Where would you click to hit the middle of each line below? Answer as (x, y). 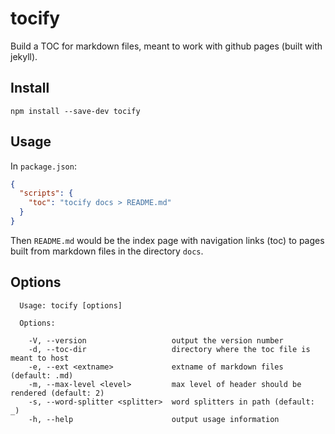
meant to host (40, 358)
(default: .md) (42, 375)
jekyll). (24, 56)
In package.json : (43, 166)
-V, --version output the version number (156, 340)
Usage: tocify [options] (71, 305)
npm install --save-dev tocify (75, 111)
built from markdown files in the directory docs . (107, 251)
